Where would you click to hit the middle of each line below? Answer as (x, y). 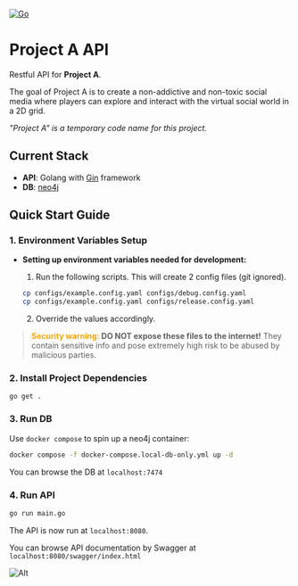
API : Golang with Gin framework (81, 177)
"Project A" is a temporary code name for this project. (108, 128)
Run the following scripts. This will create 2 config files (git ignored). (161, 277)
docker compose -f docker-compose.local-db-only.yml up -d (121, 455)
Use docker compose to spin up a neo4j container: (99, 438)
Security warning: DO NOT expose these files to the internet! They (157, 336)
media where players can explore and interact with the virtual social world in (149, 101)
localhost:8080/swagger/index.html (75, 556)
